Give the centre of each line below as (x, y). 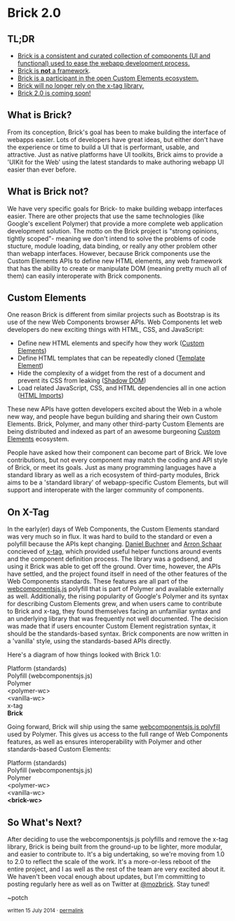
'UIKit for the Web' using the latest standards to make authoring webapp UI (116, 162)
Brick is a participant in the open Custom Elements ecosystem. (108, 78)
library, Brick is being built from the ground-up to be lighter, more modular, (115, 847)
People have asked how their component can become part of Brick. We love (117, 453)
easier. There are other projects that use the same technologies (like (106, 216)
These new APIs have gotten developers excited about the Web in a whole (115, 409)
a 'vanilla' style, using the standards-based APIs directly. (89, 641)
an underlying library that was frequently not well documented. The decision (117, 619)
